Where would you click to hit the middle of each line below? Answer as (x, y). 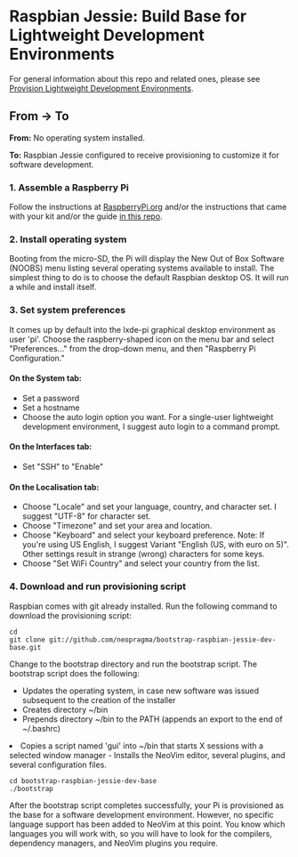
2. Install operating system (68, 239)
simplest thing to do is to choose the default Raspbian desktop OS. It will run (149, 278)
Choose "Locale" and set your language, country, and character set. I (149, 507)
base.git (25, 647)
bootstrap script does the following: (74, 673)
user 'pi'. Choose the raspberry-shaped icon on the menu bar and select (141, 339)
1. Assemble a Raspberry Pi (69, 187)
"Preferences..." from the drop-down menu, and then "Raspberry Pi (133, 348)
